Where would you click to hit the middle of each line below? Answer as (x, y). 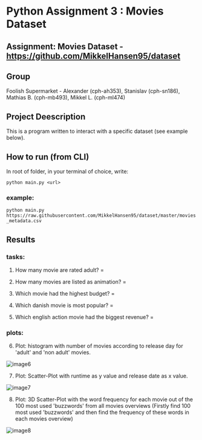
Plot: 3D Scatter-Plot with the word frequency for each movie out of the (104, 399)
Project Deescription (46, 117)
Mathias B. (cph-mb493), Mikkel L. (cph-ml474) (66, 98)
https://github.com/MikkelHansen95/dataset (93, 56)
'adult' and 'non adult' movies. (53, 353)
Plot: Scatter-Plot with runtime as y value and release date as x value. (102, 376)
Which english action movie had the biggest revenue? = (84, 317)
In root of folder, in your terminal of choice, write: (67, 172)
